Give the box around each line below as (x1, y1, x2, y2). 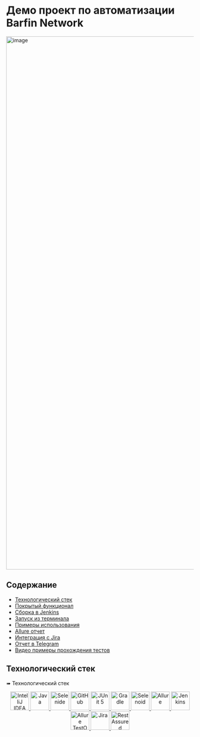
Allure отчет (14, 627, 45, 635)
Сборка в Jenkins (14, 608, 60, 616)
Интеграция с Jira (14, 633, 61, 641)
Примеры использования (14, 621, 80, 628)
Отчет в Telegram (14, 640, 60, 647)
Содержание (6, 580, 58, 590)
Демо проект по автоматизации (6, 4, 175, 17)
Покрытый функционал (14, 602, 74, 609)
